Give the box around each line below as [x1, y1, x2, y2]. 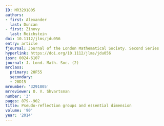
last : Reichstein [10, 31, 47, 37]
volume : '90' [5, 108, 33, 113]
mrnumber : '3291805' [5, 84, 50, 89]
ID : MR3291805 [5, 7, 36, 13]
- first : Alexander [5, 17, 47, 22]
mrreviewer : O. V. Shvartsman [5, 88, 70, 94]
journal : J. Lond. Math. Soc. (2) [5, 60, 79, 65]
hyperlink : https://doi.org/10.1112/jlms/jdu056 [5, 50, 111, 56]
